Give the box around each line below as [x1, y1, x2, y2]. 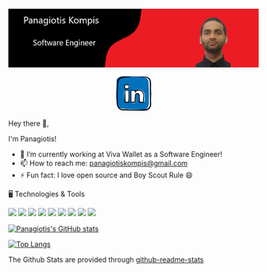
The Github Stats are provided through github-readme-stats [8, 255, 204, 265]
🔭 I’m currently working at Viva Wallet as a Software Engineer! [19, 150, 222, 159]
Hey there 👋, [8, 119, 49, 128]
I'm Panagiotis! [8, 134, 57, 144]
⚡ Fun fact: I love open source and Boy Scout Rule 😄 [19, 170, 193, 180]
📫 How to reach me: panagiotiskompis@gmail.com [19, 158, 188, 168]
